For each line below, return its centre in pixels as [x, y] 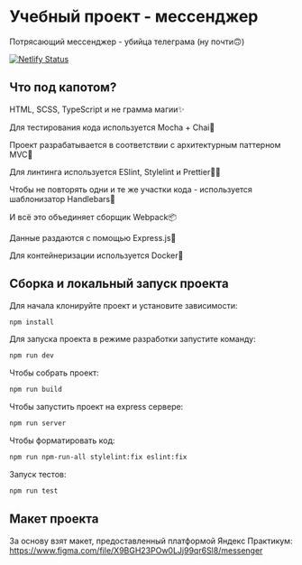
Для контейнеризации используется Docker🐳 [96, 255]
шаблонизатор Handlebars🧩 [62, 199]
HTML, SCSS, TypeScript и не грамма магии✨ [97, 109]
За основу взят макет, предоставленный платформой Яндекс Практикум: [151, 541]
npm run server [38, 423]
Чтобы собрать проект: [54, 373]
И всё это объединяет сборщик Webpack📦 [93, 217]
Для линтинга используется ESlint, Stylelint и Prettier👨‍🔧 [115, 171]
